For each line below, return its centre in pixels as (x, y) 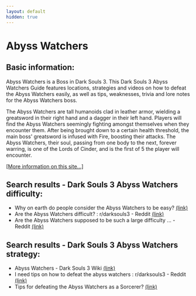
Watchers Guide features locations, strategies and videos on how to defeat (96, 88)
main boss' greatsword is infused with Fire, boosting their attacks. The (91, 136)
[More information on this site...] (45, 166)
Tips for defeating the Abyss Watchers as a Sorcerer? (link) (86, 287)
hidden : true (22, 17)
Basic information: (40, 68)
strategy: (23, 254)
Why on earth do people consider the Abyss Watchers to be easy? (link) (101, 208)
